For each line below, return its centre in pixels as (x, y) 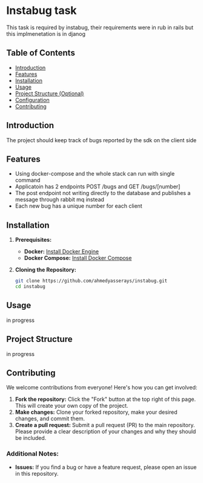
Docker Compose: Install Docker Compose (78, 258)
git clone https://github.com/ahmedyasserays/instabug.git (91, 281)
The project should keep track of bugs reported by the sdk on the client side (101, 140)
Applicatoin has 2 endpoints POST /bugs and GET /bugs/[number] (98, 187)
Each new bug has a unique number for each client (78, 206)
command (28, 180)
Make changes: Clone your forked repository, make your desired (96, 412)
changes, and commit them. (50, 419)
